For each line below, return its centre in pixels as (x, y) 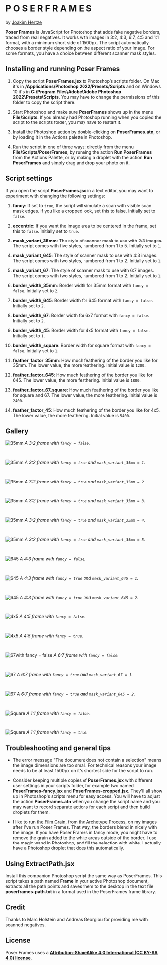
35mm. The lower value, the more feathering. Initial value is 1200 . (79, 365)
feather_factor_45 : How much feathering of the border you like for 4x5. (86, 410)
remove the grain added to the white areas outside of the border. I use (84, 838)
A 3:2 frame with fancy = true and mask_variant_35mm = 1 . (85, 462)
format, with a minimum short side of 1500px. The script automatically (77, 42)
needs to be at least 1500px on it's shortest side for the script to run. (83, 771)
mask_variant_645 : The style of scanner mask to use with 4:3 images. (85, 255)
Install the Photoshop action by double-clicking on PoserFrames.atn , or (86, 132)
